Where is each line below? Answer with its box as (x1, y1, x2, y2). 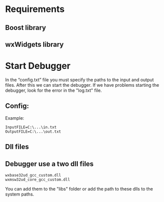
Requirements (5, 3, 65, 15)
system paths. (5, 191, 34, 197)
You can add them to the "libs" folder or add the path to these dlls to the (5, 186, 153, 192)
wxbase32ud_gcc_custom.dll (5, 173, 61, 178)
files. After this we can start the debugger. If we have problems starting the (5, 82, 160, 88)
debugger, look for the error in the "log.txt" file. (5, 87, 102, 93)
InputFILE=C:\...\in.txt (5, 125, 57, 130)
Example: (5, 115, 24, 121)
